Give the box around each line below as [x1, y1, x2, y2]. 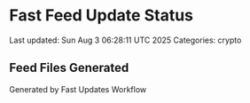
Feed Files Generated [9, 60, 129, 75]
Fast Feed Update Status [9, 5, 193, 26]
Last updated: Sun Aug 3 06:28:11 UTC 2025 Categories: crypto [9, 35, 242, 45]
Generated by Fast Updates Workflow [9, 83, 147, 94]
